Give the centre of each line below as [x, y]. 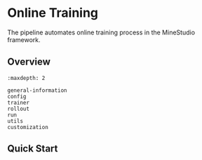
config [17, 96]
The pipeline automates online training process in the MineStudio [101, 32]
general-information [38, 90]
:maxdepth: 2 [26, 78]
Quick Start [33, 149]
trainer [19, 102]
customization [28, 127]
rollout [19, 109]
